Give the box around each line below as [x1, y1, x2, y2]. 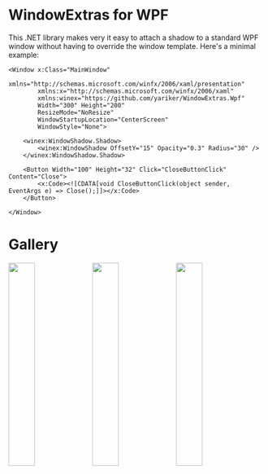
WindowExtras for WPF [8, 6, 169, 24]
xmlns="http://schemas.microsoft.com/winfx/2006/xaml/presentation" [8, 80, 245, 88]
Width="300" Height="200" [37, 101, 126, 109]
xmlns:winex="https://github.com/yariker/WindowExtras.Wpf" [37, 94, 245, 103]
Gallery [8, 235, 58, 254]
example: [8, 50, 39, 59]
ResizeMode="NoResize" [37, 108, 115, 116]
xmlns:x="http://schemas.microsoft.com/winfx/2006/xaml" [37, 87, 234, 95]
